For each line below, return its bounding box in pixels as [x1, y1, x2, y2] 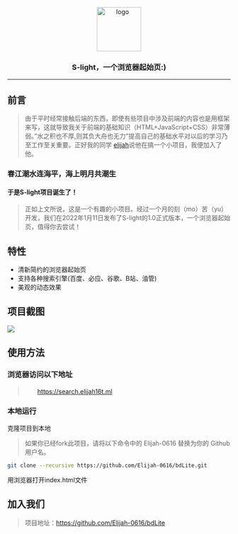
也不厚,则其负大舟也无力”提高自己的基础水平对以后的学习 [55, 132, 222, 141]
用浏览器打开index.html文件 [7, 475, 88, 484]
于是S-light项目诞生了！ [7, 187, 78, 196]
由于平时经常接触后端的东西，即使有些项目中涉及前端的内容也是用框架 [24, 114, 230, 123]
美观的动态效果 [17, 283, 62, 291]
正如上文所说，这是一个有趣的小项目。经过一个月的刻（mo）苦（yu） [24, 205, 228, 214]
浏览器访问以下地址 [7, 370, 73, 380]
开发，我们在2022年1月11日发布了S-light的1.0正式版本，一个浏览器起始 [24, 214, 231, 222]
